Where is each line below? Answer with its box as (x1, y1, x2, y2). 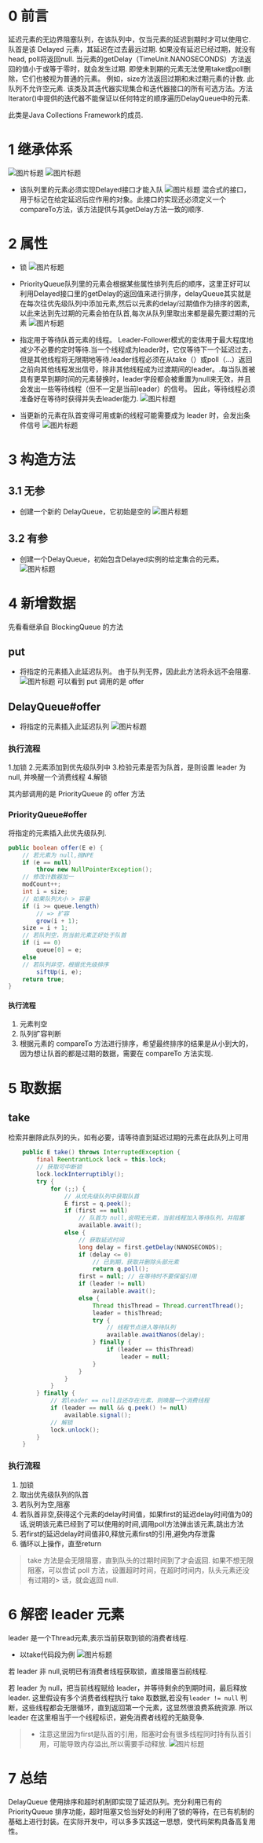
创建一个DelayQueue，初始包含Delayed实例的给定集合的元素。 (19, 554, 224, 564)
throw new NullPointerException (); (36, 865, 153, 874)
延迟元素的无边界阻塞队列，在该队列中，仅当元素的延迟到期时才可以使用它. (8, 35, 251, 44)
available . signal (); (64, 1411, 132, 1419)
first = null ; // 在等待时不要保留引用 (78, 1273, 197, 1281)
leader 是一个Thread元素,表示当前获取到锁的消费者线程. (8, 1633, 188, 1642)
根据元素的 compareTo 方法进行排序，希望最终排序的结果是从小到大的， (19, 1039, 253, 1048)
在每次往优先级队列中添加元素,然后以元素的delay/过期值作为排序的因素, (19, 298, 250, 308)
